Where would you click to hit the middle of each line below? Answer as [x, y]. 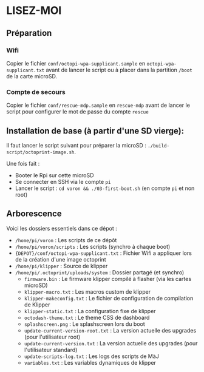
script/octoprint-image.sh [40, 152]
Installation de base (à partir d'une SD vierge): [95, 131]
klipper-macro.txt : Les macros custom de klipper [87, 291]
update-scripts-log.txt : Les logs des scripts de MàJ [91, 356]
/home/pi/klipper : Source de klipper [61, 266]
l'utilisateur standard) [51, 350]
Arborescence [34, 214]
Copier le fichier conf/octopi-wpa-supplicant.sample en [76, 63]
